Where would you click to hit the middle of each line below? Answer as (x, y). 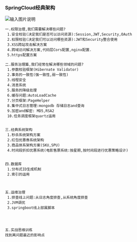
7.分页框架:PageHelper (28, 101)
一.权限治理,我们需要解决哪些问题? (35, 29)
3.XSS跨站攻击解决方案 (27, 45)
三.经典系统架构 (19, 130)
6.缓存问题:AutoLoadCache (32, 96)
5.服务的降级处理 (22, 90)
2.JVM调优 (16, 203)
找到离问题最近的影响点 (25, 235)
